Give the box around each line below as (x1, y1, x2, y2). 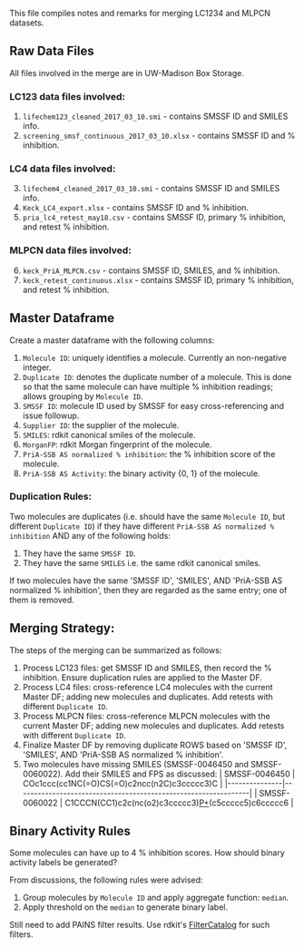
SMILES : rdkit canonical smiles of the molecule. (22, 429, 197, 440)
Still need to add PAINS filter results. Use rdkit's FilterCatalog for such (9, 920, 270, 931)
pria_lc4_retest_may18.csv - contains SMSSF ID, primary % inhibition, (22, 212, 286, 223)
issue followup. (22, 410, 80, 421)
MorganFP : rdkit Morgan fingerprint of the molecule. (22, 439, 212, 450)
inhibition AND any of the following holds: (9, 530, 171, 541)
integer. (22, 362, 52, 373)
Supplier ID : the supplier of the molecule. (22, 419, 180, 430)
